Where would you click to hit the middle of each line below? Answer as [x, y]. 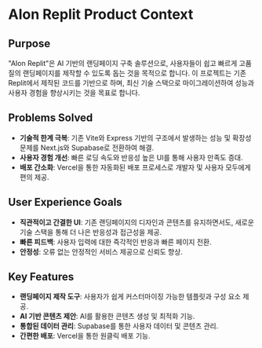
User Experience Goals [65, 202]
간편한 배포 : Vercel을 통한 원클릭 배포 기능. [85, 336]
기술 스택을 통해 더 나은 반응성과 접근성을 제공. [91, 232]
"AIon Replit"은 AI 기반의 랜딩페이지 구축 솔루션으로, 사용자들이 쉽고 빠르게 [123, 63]
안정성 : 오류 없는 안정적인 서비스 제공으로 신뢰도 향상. [101, 251]
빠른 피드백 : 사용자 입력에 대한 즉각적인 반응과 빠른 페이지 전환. [115, 242]
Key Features [41, 277]
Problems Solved [51, 118]
